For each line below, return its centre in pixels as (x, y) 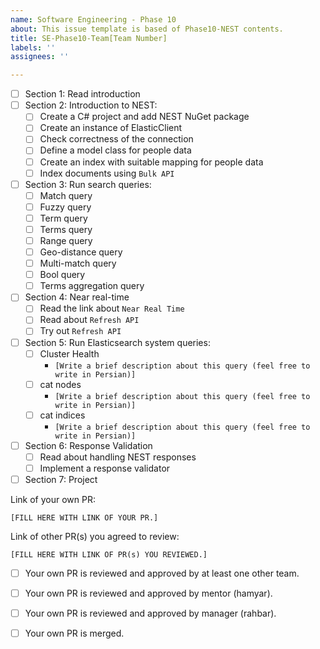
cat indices (62, 415)
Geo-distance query (81, 252)
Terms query (66, 229)
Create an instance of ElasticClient (111, 128)
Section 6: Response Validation (88, 445)
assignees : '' (40, 57)
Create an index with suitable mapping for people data (151, 162)
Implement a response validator (105, 468)
